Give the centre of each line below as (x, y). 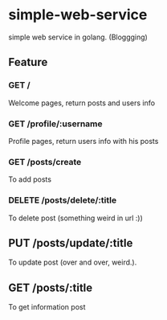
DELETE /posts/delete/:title (63, 200)
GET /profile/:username (55, 124)
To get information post (47, 307)
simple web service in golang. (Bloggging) (78, 37)
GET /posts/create (45, 162)
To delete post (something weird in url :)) (75, 218)
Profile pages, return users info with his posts (83, 141)
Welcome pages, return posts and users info (81, 103)
